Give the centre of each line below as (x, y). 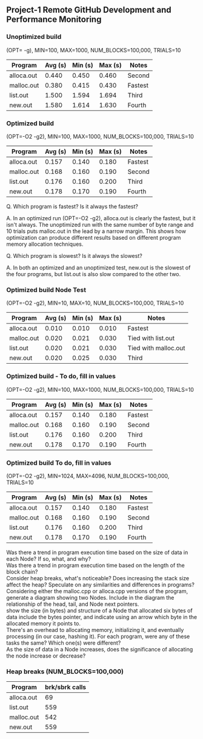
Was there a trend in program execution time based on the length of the (95, 565)
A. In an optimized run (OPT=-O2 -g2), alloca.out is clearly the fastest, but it (101, 218)
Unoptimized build (34, 37)
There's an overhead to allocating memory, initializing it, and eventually (95, 630)
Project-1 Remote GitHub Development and (89, 10)
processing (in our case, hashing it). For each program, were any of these (98, 636)
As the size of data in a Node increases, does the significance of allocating (100, 649)
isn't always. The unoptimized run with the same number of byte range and (100, 224)
